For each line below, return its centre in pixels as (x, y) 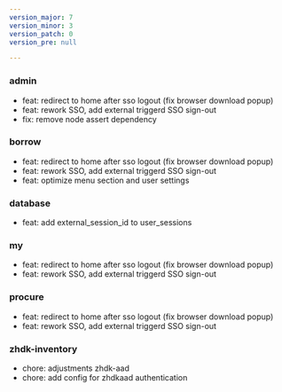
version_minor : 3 (41, 26)
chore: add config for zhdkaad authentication (105, 378)
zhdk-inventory (43, 349)
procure (27, 297)
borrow (25, 142)
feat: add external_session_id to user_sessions (107, 223)
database (30, 203)
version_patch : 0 (41, 34)
